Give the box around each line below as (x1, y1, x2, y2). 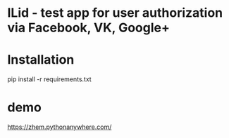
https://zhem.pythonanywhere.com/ (7, 123, 112, 131)
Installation (7, 52, 75, 68)
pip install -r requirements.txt (7, 75, 92, 83)
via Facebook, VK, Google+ (7, 20, 171, 36)
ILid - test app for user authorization (7, 5, 223, 21)
